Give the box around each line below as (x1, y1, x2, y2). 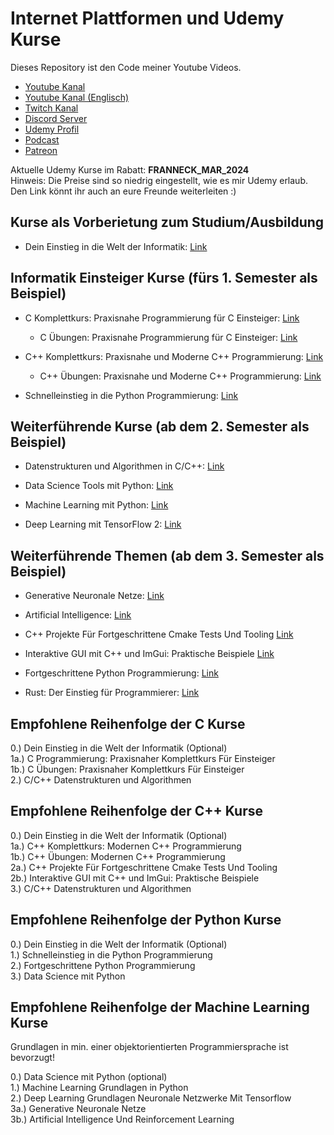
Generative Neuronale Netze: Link (24, 590, 165, 602)
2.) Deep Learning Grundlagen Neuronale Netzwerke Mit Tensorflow (10, 1092, 292, 1104)
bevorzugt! (10, 1052, 55, 1064)
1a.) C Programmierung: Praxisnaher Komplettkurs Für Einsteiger (10, 753, 276, 764)
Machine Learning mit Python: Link (24, 499, 169, 511)
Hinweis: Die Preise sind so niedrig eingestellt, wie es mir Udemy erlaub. (10, 174, 309, 186)
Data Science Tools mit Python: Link (24, 480, 174, 492)
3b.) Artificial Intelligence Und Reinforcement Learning (10, 1113, 235, 1126)
